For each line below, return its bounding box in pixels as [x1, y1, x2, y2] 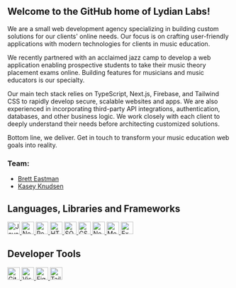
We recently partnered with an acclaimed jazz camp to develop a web [7, 53, 211, 62]
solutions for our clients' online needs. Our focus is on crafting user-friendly [7, 32, 229, 40]
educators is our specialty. [7, 76, 85, 84]
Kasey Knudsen [17, 182, 64, 190]
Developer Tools [7, 248, 82, 260]
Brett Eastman [17, 175, 59, 183]
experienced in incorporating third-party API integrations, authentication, [7, 104, 220, 113]
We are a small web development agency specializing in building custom [7, 24, 220, 33]
